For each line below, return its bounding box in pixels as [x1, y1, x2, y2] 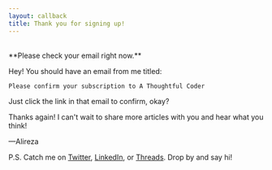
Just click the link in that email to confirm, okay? [8, 96, 170, 106]
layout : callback [8, 11, 67, 20]
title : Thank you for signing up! [8, 20, 126, 28]
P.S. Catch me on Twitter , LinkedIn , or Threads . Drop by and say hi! [8, 152, 233, 162]
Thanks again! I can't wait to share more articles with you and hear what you [8, 111, 264, 122]
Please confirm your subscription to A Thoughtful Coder [8, 82, 205, 90]
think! [8, 120, 28, 130]
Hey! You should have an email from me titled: [8, 66, 162, 76]
